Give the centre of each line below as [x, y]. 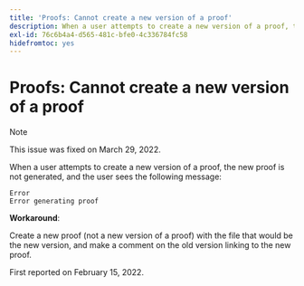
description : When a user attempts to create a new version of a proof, [149, 26]
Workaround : [35, 218]
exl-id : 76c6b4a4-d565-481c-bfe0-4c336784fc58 [99, 34]
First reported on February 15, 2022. [77, 272]
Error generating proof [54, 201]
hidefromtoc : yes [42, 43]
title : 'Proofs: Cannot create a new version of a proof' [121, 18]
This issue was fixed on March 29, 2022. [85, 149]
